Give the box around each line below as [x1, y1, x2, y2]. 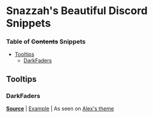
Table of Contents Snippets [6, 38, 86, 46]
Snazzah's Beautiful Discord [6, 4, 148, 18]
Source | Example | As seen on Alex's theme [6, 105, 114, 112]
